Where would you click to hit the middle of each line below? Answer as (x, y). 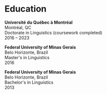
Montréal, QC (18, 27)
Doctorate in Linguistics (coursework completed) (53, 32)
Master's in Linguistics (27, 57)
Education (26, 9)
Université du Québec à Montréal (39, 22)
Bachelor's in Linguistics (29, 82)
